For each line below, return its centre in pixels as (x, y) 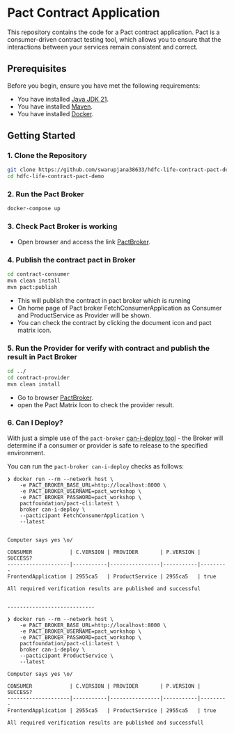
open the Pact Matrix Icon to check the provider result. (96, 404)
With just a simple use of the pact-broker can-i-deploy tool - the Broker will (115, 438)
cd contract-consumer (39, 274)
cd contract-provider (39, 377)
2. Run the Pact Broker (46, 194)
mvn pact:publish (32, 287)
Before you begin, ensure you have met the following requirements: (104, 86)
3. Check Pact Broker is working (62, 226)
